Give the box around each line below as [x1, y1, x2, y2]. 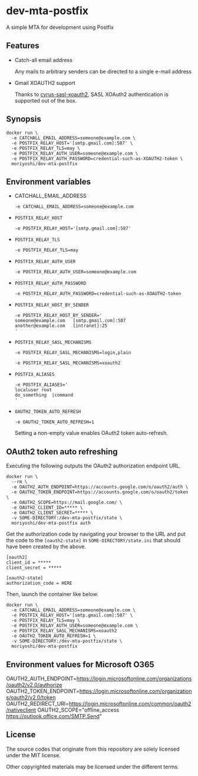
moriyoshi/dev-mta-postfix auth [11, 520, 91, 526]
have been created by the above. [6, 543, 87, 550]
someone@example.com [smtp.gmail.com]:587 [14, 317, 126, 324]
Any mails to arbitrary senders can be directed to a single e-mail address [14, 68, 192, 75]
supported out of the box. [14, 97, 77, 104]
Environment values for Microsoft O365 [6, 659, 154, 669]
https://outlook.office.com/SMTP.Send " [6, 713, 102, 719]
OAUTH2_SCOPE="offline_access [37, 706, 120, 713]
